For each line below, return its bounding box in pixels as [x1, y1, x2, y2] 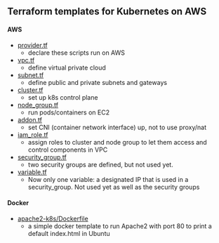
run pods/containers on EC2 [27, 108, 110, 117]
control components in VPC [27, 145, 108, 154]
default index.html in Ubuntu [27, 229, 110, 237]
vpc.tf [17, 55, 35, 64]
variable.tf [17, 168, 47, 176]
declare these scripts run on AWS [27, 48, 125, 57]
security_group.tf [17, 152, 67, 161]
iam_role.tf [17, 130, 48, 139]
